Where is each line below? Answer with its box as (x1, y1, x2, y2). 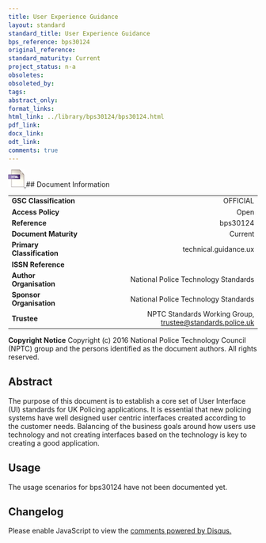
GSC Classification (11, 196, 75, 206)
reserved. (8, 352, 40, 362)
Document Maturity (11, 230, 78, 239)
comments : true (8, 146, 59, 154)
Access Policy (11, 207, 59, 217)
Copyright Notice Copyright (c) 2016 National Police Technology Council (8, 335, 247, 344)
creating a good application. (8, 438, 101, 447)
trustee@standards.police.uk (161, 317, 255, 328)
